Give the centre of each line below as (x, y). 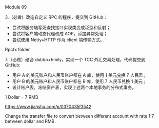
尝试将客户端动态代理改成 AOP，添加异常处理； (60, 33)
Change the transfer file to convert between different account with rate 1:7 (79, 116)
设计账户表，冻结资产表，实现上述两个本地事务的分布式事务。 (74, 87)
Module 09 (16, 7)
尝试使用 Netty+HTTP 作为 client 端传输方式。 (58, 40)
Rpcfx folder (18, 49)
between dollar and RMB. (30, 121)
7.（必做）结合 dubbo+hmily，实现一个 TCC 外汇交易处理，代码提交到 (75, 60)
